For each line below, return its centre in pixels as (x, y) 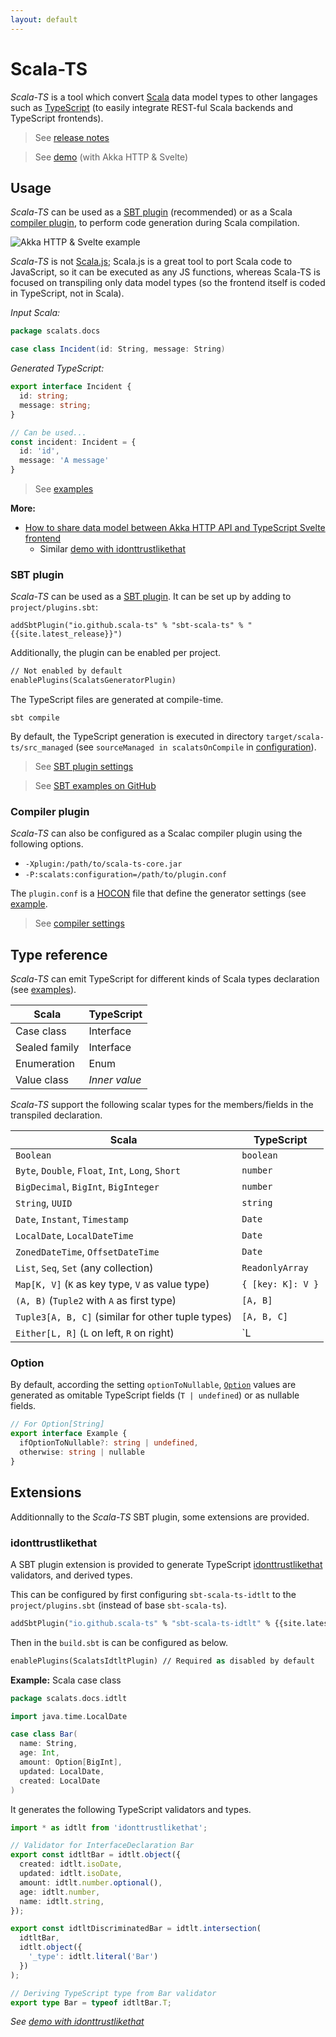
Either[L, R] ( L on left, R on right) (95, 1333)
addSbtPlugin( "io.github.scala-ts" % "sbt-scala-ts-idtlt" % (140, 1623)
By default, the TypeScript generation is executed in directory (137, 737)
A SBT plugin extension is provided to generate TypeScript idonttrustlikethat (166, 1564)
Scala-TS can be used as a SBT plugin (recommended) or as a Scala (151, 212)
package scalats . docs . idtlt (69, 1698)
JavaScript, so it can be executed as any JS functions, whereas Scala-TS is (165, 272)
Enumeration (45, 1064)
